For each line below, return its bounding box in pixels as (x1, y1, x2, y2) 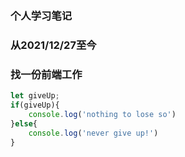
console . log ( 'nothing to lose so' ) (28, 109, 177, 119)
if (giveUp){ (10, 100, 60, 111)
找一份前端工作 (10, 67, 83, 81)
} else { (10, 118, 38, 129)
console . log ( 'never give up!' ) (28, 128, 159, 138)
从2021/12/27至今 (10, 38, 97, 52)
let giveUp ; (10, 91, 60, 101)
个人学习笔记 (10, 8, 73, 22)
